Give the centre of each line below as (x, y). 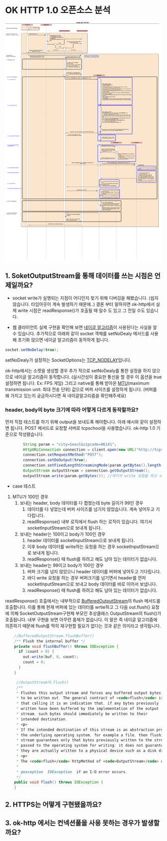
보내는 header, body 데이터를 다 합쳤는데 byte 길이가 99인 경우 (82, 503)
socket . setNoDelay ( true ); (32, 350)
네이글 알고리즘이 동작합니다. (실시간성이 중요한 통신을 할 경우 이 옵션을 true (88, 377)
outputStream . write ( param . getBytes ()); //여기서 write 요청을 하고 (90, 476)
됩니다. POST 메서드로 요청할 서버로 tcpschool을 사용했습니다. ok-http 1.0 (83, 428)
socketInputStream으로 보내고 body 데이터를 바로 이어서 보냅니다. (92, 584)
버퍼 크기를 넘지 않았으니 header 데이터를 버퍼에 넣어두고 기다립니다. (94, 571)
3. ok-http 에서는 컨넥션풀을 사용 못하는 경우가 (73, 823)
